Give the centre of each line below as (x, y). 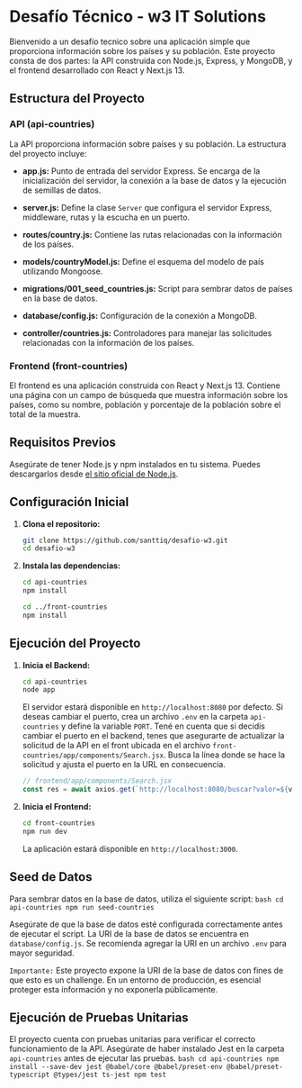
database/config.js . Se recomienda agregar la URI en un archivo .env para (148, 943)
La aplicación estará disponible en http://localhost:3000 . (130, 848)
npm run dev (44, 831)
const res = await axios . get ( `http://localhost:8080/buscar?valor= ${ (155, 790)
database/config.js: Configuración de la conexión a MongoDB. (140, 315)
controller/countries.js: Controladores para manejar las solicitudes (147, 333)
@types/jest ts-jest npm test (110, 1075)
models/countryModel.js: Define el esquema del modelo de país (143, 261)
